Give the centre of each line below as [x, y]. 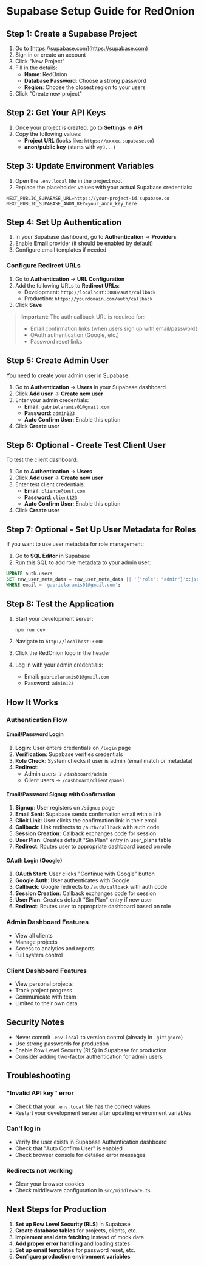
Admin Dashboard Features [48, 922]
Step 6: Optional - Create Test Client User [86, 445]
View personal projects [44, 984]
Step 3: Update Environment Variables [80, 166]
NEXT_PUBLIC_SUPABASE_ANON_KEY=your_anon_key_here [72, 203]
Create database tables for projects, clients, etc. [76, 1230]
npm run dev [30, 630]
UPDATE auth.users [29, 574]
